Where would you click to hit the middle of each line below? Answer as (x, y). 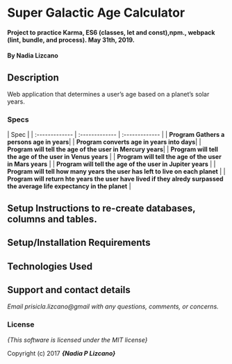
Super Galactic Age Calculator (96, 13)
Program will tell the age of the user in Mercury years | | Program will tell (113, 149)
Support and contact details (69, 290)
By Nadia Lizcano (33, 56)
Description (33, 77)
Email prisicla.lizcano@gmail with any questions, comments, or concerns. (113, 306)
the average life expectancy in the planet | (69, 186)
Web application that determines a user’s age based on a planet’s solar (108, 94)
